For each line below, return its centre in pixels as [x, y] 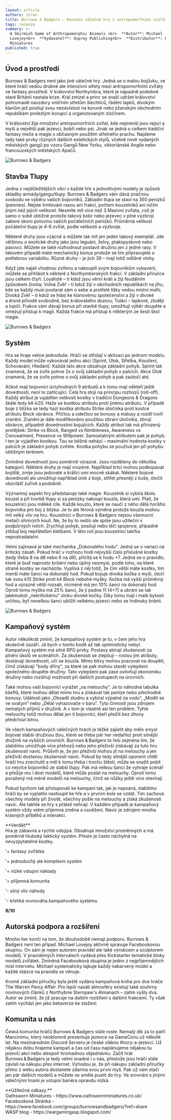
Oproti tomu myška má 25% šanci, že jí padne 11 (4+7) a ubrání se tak [78, 590]
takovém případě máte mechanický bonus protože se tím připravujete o [80, 253]
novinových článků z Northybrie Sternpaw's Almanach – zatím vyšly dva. [82, 992]
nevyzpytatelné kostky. [30, 841]
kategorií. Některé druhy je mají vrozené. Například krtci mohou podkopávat [85, 467]
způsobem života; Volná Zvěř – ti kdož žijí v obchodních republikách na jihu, [85, 284]
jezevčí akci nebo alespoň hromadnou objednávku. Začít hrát [69, 1053]
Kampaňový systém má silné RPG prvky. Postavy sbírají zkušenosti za [79, 650]
